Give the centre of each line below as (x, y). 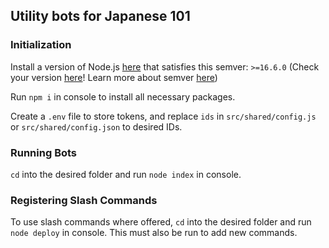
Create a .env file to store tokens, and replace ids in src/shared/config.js (163, 116)
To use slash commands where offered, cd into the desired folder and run (161, 222)
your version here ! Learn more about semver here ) (114, 77)
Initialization (41, 45)
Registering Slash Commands (84, 200)
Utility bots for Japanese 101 (100, 16)
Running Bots (44, 152)
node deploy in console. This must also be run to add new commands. (154, 233)
